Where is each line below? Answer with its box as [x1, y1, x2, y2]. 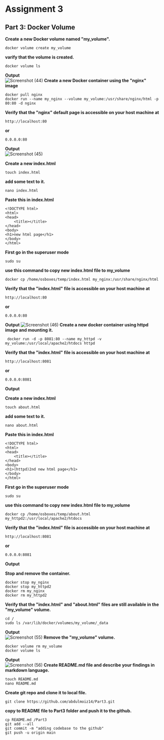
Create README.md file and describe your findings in [44, 662, 155, 668]
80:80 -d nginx [5, 101, 36, 106]
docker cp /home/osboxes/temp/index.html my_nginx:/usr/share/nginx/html [5, 277, 159, 282]
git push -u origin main [5, 730, 56, 735]
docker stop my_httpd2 [5, 584, 51, 589]
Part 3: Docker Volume [5, 23, 75, 31]
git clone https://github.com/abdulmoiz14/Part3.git [5, 699, 115, 704]
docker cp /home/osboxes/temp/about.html [5, 512, 91, 517]
